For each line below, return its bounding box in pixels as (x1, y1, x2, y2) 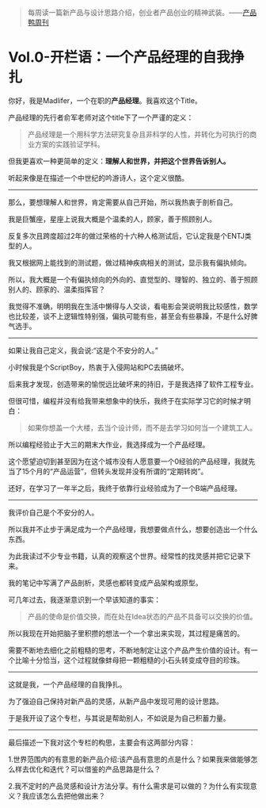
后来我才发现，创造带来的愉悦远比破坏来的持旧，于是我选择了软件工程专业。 (8, 379, 258, 389)
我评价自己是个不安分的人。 (8, 507, 99, 517)
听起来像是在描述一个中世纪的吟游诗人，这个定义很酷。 (8, 173, 188, 182)
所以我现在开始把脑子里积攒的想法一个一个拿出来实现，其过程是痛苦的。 (8, 628, 244, 638)
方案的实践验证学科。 (34, 139, 104, 149)
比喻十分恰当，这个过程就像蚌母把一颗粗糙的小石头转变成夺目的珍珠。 (14, 655, 244, 664)
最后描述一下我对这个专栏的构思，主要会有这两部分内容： (8, 737, 196, 747)
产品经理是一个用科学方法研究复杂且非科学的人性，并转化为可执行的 (27, 129, 250, 139)
